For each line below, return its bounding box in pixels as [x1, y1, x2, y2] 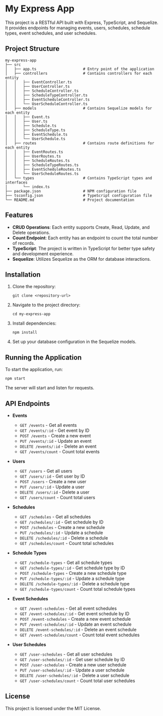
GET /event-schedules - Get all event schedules [19, 605, 117, 611]
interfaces [5, 180, 28, 185]
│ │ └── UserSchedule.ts [5, 136, 66, 141]
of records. [12, 240, 35, 246]
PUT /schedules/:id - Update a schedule [19, 530, 103, 536]
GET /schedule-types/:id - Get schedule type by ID [19, 565, 125, 571]
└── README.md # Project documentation [5, 197, 135, 202]
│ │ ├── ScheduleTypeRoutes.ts [5, 163, 79, 168]
